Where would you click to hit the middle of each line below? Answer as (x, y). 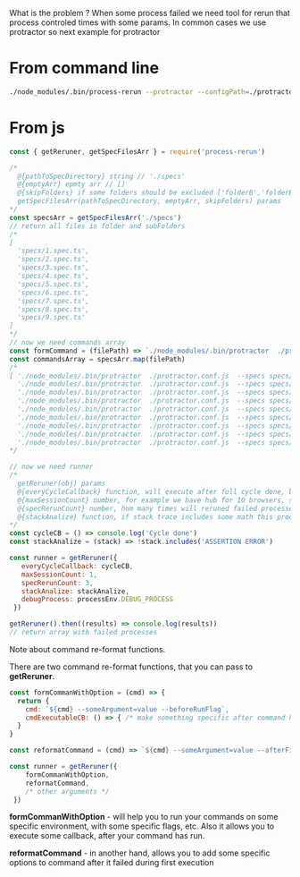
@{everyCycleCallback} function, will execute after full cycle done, (151, 491)
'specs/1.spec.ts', (54, 251)
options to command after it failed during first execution (112, 863)
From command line (84, 68)
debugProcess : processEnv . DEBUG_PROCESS (97, 600)
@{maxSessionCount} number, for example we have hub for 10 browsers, (151, 500)
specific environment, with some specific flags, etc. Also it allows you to (142, 826)
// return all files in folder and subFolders (97, 226)
